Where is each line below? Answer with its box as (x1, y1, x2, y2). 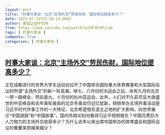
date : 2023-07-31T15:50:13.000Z (5, 16, 71, 21)
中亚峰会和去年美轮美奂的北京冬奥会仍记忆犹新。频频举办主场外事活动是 (13, 100, 160, 106)
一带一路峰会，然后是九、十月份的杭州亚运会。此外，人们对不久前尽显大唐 (5, 94, 156, 100)
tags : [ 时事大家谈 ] (5, 30, 46, 35)
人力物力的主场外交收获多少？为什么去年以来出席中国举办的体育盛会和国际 (5, 118, 156, 124)
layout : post (5, 7, 32, 12)
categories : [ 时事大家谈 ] (5, 39, 59, 44)
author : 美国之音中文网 (5, 21, 49, 26)
